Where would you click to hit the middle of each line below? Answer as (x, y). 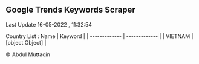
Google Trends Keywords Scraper (70, 10)
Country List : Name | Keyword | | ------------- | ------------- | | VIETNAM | (99, 36)
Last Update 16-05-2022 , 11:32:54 (49, 24)
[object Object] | (26, 42)
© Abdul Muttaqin (28, 54)
